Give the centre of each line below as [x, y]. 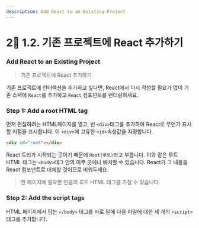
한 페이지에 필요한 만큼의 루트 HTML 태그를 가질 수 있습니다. [90, 182]
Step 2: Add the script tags [45, 198]
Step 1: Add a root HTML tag [47, 111]
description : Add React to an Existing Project [66, 12]
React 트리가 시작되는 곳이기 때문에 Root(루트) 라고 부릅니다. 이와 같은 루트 [92, 155]
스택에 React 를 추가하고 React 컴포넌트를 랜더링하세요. [75, 95]
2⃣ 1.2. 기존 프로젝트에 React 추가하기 [95, 43]
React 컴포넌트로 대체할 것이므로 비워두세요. [57, 170]
